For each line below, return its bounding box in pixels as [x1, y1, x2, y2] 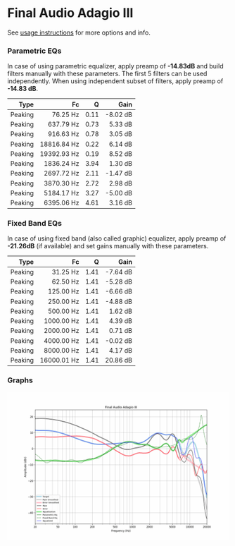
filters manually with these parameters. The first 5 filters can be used [7, 69, 208, 78]
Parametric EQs [7, 46, 62, 56]
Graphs [7, 375, 33, 385]
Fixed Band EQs [7, 218, 62, 228]
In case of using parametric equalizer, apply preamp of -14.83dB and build [7, 62, 224, 71]
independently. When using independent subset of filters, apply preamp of [7, 77, 224, 85]
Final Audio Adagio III [7, 5, 134, 21]
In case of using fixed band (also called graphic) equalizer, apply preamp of [7, 234, 227, 243]
